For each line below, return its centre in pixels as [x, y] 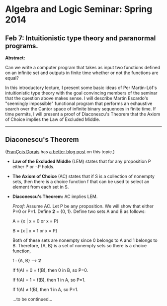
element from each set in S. [41, 187]
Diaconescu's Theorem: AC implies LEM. [55, 196]
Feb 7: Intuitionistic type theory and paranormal [81, 38]
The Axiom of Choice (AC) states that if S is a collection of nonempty [83, 176]
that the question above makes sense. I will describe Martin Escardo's [77, 98]
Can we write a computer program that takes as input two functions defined [83, 67]
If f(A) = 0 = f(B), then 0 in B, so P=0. [50, 270]
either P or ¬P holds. [33, 166]
